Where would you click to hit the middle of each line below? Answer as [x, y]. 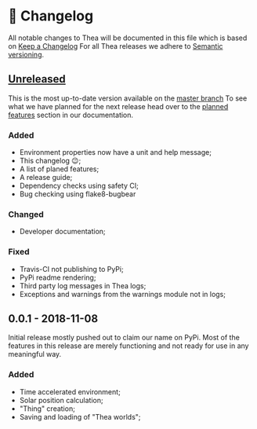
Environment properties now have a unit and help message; [115, 152]
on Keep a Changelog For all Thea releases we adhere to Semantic [116, 46]
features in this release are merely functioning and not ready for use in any [128, 346]
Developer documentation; [62, 232]
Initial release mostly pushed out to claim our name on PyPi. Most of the [124, 338]
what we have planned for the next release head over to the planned [118, 106]
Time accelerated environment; [70, 391]
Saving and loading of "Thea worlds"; [80, 416]
